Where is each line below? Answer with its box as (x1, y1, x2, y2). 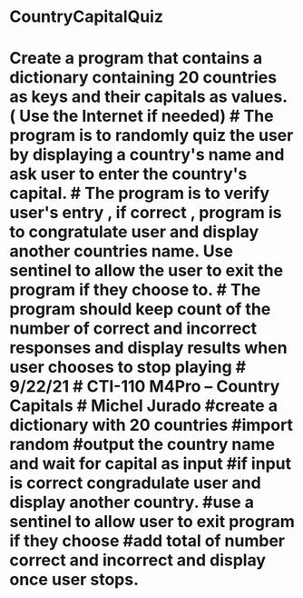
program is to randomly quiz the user (9, 125, 294, 146)
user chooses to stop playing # (9, 357, 247, 378)
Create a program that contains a (9, 48, 263, 69)
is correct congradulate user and (9, 473, 261, 493)
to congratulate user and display (9, 222, 259, 243)
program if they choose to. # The (9, 280, 261, 301)
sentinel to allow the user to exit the (9, 261, 284, 281)
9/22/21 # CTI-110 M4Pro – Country (9, 376, 280, 397)
